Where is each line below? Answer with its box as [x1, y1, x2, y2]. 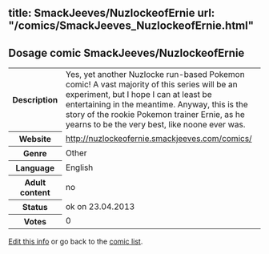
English [65, 162, 94, 173]
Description [12, 94, 58, 105]
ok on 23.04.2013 [65, 200, 135, 212]
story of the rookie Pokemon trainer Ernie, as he [65, 109, 246, 120]
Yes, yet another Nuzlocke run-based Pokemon [65, 69, 246, 80]
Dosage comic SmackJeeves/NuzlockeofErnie [8, 46, 245, 59]
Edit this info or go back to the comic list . [8, 236, 143, 246]
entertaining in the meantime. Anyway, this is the [65, 99, 248, 111]
